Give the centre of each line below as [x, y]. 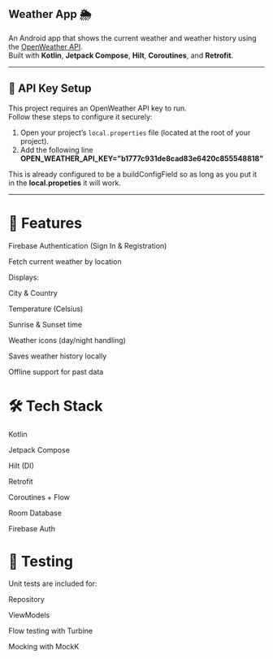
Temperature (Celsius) [46, 309]
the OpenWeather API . [45, 46]
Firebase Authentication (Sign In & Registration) [88, 245]
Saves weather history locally [58, 356]
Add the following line [56, 150]
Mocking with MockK [44, 647]
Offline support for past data [56, 371]
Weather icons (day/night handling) [67, 340]
